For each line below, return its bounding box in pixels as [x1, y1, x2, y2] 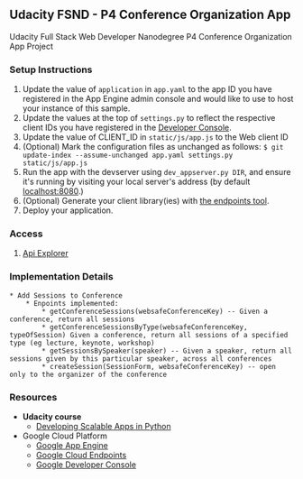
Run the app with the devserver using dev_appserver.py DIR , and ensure [22, 167, 291, 178]
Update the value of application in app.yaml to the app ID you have [22, 84, 272, 95]
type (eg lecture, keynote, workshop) [9, 338, 155, 347]
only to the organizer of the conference [9, 370, 168, 379]
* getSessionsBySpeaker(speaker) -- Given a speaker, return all [41, 346, 293, 355]
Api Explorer [22, 248, 69, 259]
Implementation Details [9, 271, 115, 283]
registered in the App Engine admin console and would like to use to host [22, 94, 294, 105]
